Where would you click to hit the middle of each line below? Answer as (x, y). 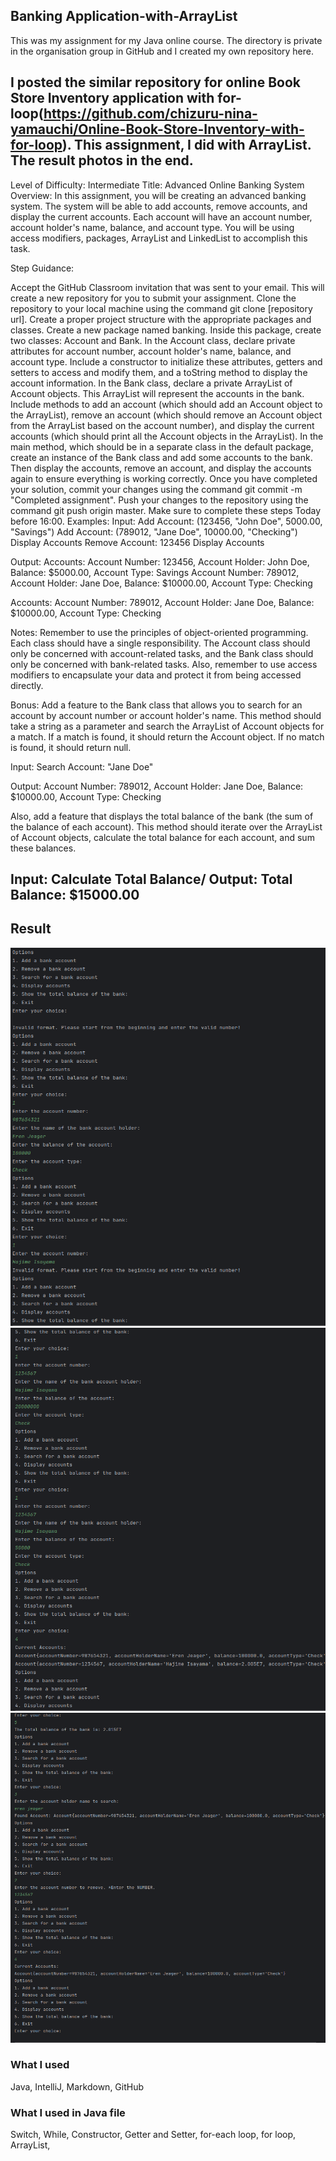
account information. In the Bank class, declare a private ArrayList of (151, 383)
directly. (27, 685)
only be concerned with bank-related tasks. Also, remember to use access (164, 664)
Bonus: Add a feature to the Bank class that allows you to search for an (156, 705)
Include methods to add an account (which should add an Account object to (166, 404)
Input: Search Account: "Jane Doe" (82, 766)
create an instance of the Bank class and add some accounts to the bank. (161, 457)
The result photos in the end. (102, 160)
